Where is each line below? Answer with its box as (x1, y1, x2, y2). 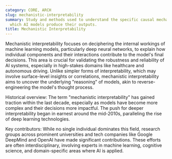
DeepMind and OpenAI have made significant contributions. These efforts (5, 137, 161, 143)
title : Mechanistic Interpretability (5, 27, 86, 32)
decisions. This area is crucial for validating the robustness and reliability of (5, 57, 165, 63)
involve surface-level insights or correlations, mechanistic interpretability (5, 73, 159, 79)
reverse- (137, 79, 156, 85)
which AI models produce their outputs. (10, 22, 97, 27)
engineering (5, 84, 31, 90)
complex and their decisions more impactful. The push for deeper (5, 105, 144, 111)
